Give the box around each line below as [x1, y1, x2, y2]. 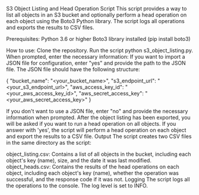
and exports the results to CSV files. [6, 24, 94, 31]
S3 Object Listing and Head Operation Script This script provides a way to [6, 5, 187, 12]
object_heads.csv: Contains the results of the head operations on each [6, 163, 179, 170]
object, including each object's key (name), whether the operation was [6, 170, 179, 177]
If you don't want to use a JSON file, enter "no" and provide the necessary [6, 108, 188, 114]
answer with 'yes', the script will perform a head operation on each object [6, 127, 187, 133]
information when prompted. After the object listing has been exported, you [6, 114, 191, 121]
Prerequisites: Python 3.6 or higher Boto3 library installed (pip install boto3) [6, 36, 191, 42]
